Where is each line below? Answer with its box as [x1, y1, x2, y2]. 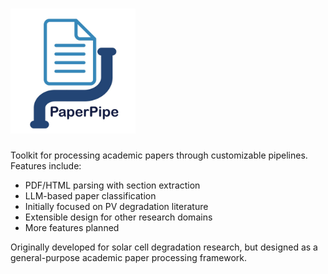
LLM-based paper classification [24, 189, 157, 202]
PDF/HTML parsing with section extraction [24, 179, 201, 191]
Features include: [10, 159, 82, 172]
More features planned [24, 221, 120, 233]
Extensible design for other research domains [24, 211, 213, 223]
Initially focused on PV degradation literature [24, 200, 209, 212]
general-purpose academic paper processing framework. [10, 251, 248, 263]
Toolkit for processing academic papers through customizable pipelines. [10, 149, 308, 161]
